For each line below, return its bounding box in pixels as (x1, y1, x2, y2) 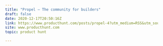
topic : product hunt (5, 30, 47, 34)
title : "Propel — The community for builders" (5, 7, 101, 12)
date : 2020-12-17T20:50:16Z (5, 16, 62, 21)
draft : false (5, 12, 32, 16)
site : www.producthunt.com (5, 25, 60, 30)
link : (5, 20, 16, 26)
